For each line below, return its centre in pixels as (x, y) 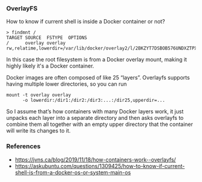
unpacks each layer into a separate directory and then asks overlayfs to (95, 118)
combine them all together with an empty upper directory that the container (100, 124)
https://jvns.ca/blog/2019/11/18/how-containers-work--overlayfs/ (95, 159)
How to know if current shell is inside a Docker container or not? (86, 22)
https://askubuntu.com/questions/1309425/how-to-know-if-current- (100, 166)
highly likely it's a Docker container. (50, 66)
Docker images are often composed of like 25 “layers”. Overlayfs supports (98, 78)
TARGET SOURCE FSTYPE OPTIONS (47, 38)
